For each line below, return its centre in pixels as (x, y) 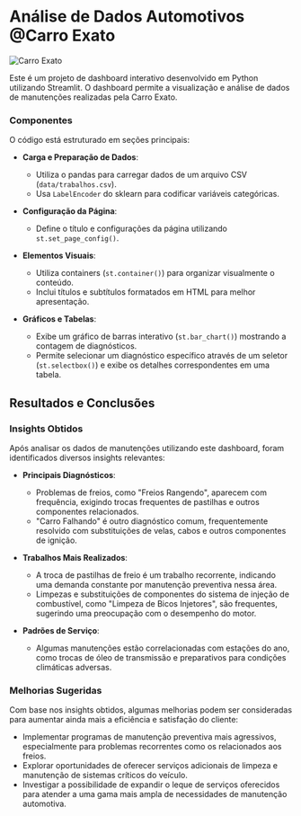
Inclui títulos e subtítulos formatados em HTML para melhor (146, 292)
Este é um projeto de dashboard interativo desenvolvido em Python (134, 77)
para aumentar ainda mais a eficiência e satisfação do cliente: (124, 720)
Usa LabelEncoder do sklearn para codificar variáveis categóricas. (158, 194)
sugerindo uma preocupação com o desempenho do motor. (146, 613)
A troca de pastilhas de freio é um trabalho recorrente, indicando (156, 575)
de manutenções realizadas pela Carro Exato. (93, 97)
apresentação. (62, 302)
